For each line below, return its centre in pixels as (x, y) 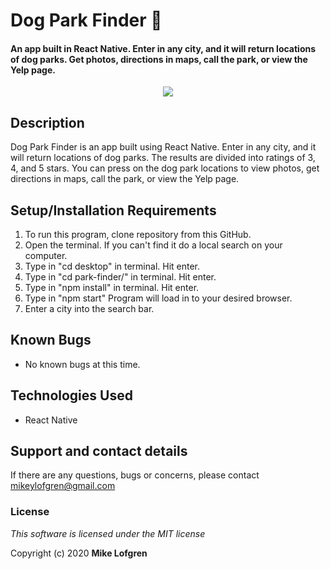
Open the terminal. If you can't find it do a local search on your (153, 245)
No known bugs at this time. (82, 364)
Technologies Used (71, 395)
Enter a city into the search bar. (89, 309)
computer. (46, 256)
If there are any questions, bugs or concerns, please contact (135, 475)
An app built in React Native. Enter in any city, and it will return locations (163, 48)
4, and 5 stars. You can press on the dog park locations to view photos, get (165, 168)
